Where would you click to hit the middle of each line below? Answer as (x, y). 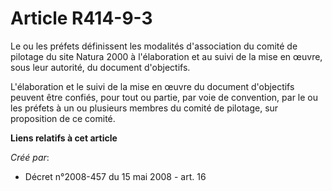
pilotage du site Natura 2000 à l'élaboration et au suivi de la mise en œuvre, (166, 56)
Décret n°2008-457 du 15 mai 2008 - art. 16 (115, 176)
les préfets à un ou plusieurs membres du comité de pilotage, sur (144, 108)
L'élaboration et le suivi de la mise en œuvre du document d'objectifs (152, 86)
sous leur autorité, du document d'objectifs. (100, 67)
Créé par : (30, 157)
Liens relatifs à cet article (64, 138)
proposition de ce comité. (63, 118)
